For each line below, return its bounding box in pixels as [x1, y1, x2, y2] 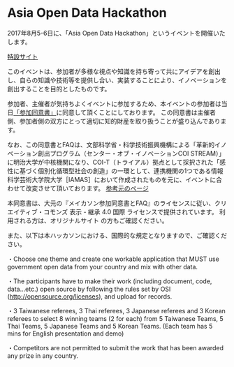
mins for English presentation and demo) [7, 329, 124, 338]
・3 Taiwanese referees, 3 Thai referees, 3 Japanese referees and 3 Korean [7, 306, 226, 315]
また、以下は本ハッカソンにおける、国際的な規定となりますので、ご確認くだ [7, 231, 228, 239]
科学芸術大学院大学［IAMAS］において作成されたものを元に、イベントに [7, 175, 217, 183]
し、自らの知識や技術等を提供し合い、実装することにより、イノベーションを [7, 75, 227, 84]
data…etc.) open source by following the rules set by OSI [7, 285, 171, 293]
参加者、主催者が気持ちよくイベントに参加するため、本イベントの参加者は [7, 99, 221, 107]
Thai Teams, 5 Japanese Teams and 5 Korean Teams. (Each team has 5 [7, 322, 213, 330]
